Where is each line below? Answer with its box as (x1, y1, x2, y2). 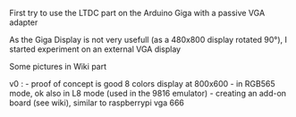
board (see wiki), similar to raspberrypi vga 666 (9, 97, 185, 108)
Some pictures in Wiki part (9, 62, 107, 71)
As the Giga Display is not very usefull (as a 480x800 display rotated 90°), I (9, 35, 288, 45)
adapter (9, 17, 38, 28)
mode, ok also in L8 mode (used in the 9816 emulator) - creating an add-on (9, 88, 287, 98)
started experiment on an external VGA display (9, 44, 182, 54)
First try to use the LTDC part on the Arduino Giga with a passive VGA (9, 8, 266, 18)
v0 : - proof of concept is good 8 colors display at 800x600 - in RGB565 (9, 79, 275, 88)
